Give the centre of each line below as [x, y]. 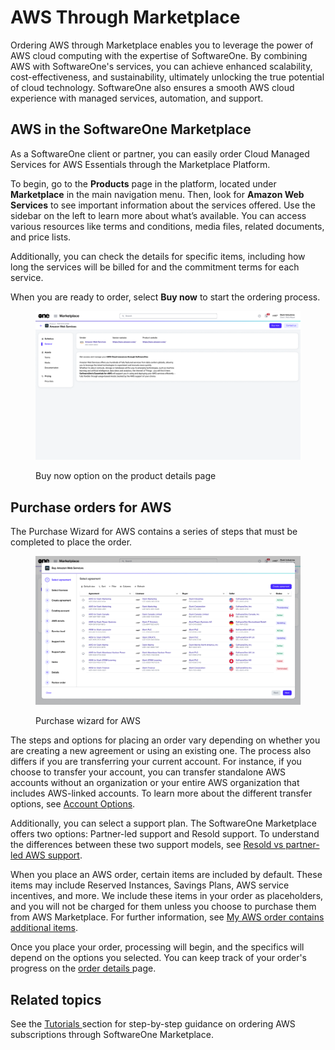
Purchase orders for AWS [91, 507]
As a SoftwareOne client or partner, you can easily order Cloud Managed [160, 153]
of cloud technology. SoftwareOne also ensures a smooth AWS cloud [152, 87]
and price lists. [41, 237]
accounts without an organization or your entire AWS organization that [155, 783]
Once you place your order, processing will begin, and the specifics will [157, 947]
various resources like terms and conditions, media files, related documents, [167, 226]
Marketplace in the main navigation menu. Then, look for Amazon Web [157, 194]
